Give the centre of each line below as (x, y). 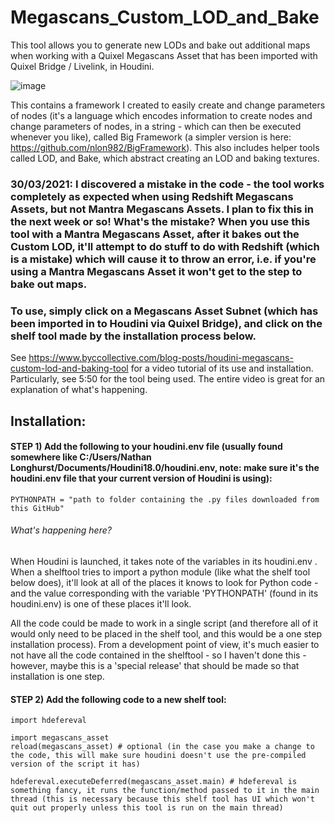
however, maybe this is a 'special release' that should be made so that (155, 665)
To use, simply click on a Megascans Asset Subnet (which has (164, 311)
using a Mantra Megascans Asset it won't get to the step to (156, 271)
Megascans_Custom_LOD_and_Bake (165, 17)
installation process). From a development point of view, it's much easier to (165, 644)
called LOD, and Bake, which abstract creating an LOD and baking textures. (165, 158)
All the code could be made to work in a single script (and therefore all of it (164, 623)
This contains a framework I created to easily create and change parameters (168, 105)
